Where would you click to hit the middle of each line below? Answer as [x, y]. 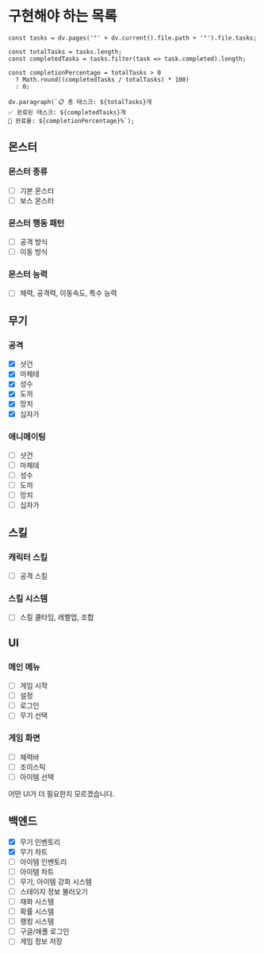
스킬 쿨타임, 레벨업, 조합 [57, 617]
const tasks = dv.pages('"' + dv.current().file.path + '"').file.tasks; [133, 38]
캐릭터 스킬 [28, 557]
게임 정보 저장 [41, 941]
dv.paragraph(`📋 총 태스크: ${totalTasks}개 [80, 102]
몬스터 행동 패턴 [36, 223]
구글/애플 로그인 [44, 932]
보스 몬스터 [37, 200]
